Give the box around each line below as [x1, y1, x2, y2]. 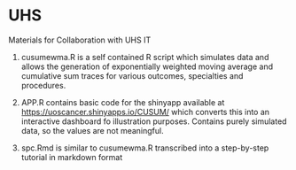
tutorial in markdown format [20, 151, 123, 162]
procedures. [20, 80, 66, 90]
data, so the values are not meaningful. [20, 125, 165, 135]
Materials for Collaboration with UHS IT [8, 35, 152, 45]
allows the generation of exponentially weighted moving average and [20, 61, 274, 72]
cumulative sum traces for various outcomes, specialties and [20, 70, 244, 81]
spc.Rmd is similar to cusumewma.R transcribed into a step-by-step [20, 143, 269, 153]
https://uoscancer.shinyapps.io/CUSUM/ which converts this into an [20, 106, 270, 117]
